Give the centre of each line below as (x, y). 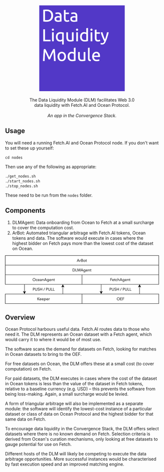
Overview (20, 317)
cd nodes (14, 157)
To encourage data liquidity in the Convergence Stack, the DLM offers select (82, 429)
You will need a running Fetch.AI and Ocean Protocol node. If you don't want (82, 143)
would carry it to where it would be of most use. (53, 340)
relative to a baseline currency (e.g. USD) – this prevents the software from (80, 389)
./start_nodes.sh (23, 181)
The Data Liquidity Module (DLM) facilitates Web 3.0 (82, 100)
